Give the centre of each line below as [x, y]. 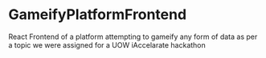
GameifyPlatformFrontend [98, 15]
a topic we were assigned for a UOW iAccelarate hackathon [107, 44]
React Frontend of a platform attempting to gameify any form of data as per [133, 37]
